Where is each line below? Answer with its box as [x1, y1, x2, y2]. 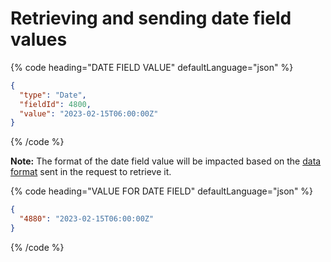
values [10, 28, 68, 51]
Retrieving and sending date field [10, 7, 292, 30]
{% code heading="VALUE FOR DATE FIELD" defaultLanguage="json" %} [10, 185, 314, 197]
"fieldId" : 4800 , [19, 99, 92, 109]
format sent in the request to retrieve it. [10, 166, 172, 178]
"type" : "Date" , [19, 90, 87, 100]
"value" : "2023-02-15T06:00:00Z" [19, 108, 159, 119]
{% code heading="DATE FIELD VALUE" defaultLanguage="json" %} [10, 61, 294, 73]
